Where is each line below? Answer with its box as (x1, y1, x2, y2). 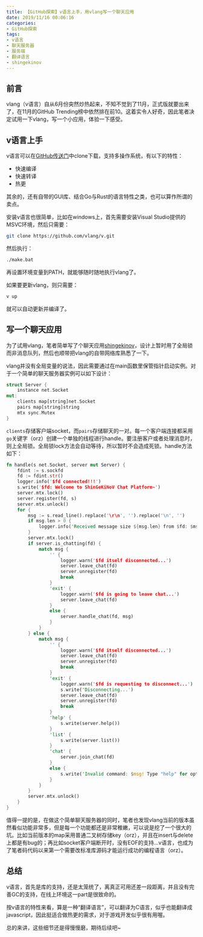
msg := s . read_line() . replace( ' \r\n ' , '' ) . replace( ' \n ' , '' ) (28, 512, 185, 519)
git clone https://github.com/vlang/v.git (6, 233, 115, 239)
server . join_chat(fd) (60, 754, 115, 760)
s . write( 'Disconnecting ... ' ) (60, 687, 134, 693)
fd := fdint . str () (17, 473, 63, 479)
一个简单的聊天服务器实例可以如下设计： (11, 369, 112, 377)
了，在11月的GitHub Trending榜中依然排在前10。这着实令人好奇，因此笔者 (6, 108, 190, 115)
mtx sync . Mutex (17, 409, 56, 416)
